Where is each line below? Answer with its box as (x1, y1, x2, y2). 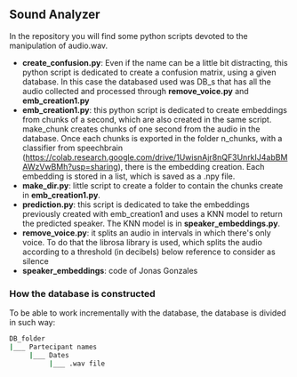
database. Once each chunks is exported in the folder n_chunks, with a (21, 132, 283, 143)
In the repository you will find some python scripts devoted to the (9, 30, 249, 41)
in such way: (9, 317, 56, 328)
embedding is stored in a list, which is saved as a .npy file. (21, 171, 236, 181)
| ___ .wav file (48, 359, 105, 368)
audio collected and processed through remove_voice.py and (21, 85, 249, 96)
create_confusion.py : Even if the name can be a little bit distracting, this (21, 57, 288, 68)
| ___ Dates (28, 350, 69, 359)
